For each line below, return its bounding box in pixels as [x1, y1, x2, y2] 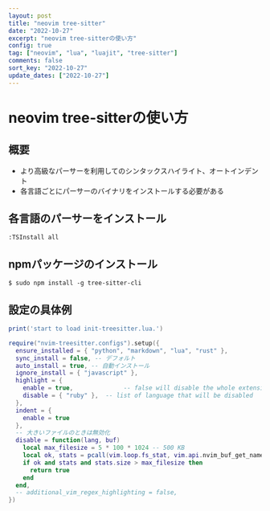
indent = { [15, 407, 52, 415]
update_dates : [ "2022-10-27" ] [8, 72, 110, 80]
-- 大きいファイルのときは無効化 [15, 429, 111, 437]
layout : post [8, 11, 52, 20]
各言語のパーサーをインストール [8, 212, 167, 226]
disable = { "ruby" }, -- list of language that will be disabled [22, 391, 253, 400]
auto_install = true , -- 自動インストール [15, 362, 150, 370]
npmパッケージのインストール [8, 257, 158, 271]
